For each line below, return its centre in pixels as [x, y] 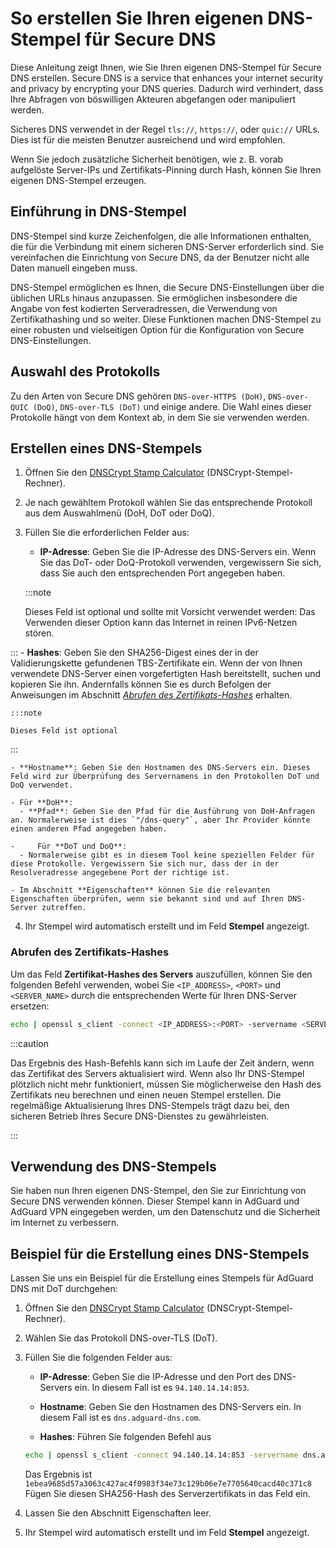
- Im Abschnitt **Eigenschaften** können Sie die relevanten [140, 890]
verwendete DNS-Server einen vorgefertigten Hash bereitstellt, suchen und [166, 674]
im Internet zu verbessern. [65, 1223]
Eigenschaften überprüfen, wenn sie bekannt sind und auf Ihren [147, 899]
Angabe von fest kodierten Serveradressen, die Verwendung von [144, 308]
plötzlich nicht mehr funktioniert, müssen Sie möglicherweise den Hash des [166, 1084]
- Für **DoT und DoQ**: [69, 847]
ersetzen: [30, 1006]
